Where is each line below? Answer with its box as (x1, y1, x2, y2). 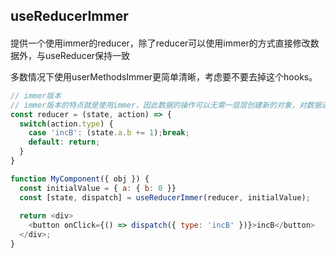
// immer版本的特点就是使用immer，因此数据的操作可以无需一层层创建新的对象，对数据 (10, 100, 322, 110)
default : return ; (28, 137, 101, 148)
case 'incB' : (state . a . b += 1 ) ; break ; (28, 128, 190, 138)
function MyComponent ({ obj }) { (10, 174, 150, 184)
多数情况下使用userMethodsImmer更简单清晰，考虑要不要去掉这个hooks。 (10, 70, 318, 83)
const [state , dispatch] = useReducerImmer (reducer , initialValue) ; (19, 192, 311, 203)
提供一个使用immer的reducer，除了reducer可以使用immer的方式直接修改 (10, 37, 311, 49)
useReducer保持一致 (44, 49, 131, 61)
